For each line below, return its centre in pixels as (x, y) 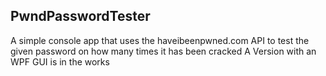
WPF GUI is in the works (60, 61)
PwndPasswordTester (80, 16)
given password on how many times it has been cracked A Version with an (163, 51)
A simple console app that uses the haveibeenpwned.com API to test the (160, 40)
